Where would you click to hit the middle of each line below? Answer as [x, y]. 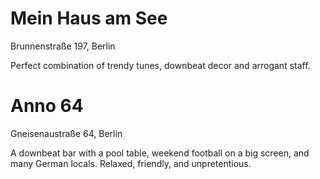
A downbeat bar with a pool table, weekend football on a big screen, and [160, 153]
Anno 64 [47, 106]
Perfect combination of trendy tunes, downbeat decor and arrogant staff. [160, 65]
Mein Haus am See [89, 18]
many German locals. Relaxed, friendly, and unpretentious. [131, 163]
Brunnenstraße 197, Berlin [63, 46]
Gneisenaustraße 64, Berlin [66, 133]
